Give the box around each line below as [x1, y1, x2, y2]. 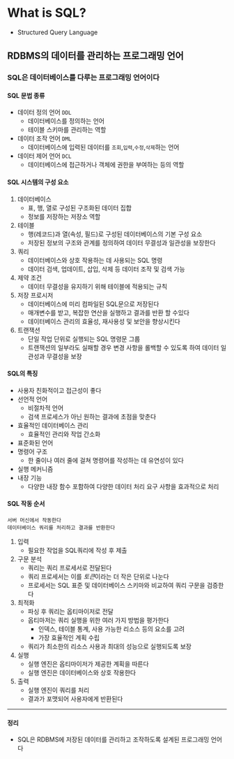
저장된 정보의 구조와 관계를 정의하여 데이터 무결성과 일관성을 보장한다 [27, 238, 216, 247]
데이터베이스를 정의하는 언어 [27, 117, 104, 125]
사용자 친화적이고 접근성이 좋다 [17, 386, 102, 394]
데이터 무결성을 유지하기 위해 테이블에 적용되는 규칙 [27, 282, 168, 291]
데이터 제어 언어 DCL [17, 152, 72, 160]
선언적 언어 [17, 395, 48, 403]
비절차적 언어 [27, 403, 64, 412]
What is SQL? [7, 5, 87, 21]
